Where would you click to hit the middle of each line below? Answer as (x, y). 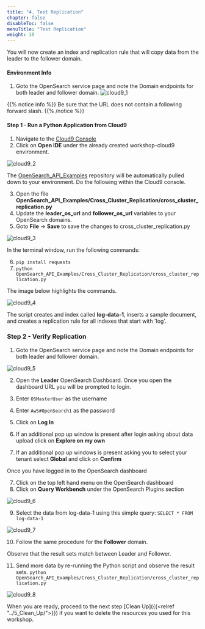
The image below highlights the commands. (62, 290)
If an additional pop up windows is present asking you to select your (101, 452)
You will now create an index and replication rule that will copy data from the (103, 52)
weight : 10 (21, 35)
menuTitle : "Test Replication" (47, 29)
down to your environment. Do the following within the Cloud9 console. (96, 182)
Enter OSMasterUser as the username (61, 399)
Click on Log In (35, 422)
